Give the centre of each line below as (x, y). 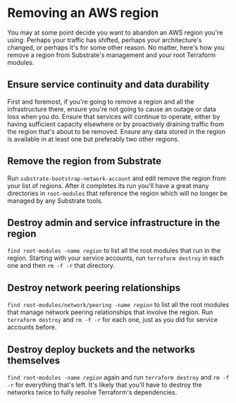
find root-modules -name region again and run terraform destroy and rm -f (118, 377)
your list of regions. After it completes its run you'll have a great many (108, 185)
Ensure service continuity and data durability (108, 85)
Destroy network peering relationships (94, 288)
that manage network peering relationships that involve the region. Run (110, 312)
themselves (34, 360)
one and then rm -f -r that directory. (61, 266)
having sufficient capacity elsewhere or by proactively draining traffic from (116, 124)
